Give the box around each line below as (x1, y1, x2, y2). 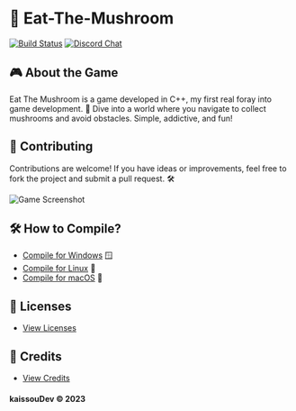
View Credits (22, 373, 70, 383)
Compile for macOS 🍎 (22, 272, 103, 283)
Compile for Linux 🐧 (22, 263, 96, 274)
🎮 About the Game (9, 65, 119, 80)
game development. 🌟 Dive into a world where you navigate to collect (9, 103, 267, 114)
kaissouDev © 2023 (9, 393, 86, 404)
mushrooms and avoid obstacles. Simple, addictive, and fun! (9, 113, 233, 123)
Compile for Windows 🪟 (22, 250, 113, 260)
